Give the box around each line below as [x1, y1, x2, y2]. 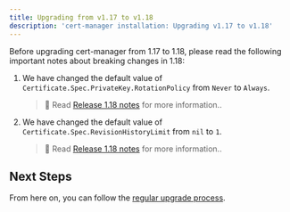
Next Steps [9, 168, 72, 183]
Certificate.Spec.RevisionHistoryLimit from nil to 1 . [21, 126, 222, 136]
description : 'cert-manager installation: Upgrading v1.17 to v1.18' [9, 21, 274, 30]
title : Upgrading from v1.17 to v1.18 [9, 12, 153, 22]
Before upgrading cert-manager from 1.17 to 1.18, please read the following [9, 45, 282, 56]
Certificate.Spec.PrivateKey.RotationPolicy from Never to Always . [21, 82, 270, 93]
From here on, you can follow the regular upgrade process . [9, 192, 226, 203]
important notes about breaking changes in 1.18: [9, 55, 186, 66]
